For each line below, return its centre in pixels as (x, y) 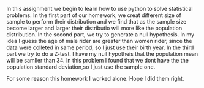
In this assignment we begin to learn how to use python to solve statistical (100, 9)
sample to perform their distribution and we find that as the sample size (96, 22)
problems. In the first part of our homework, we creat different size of (94, 15)
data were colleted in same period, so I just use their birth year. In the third (100, 47)
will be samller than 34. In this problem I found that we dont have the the (97, 60)
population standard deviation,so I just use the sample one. (81, 67)
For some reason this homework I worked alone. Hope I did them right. (95, 79)
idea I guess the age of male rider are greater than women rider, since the (99, 41)
